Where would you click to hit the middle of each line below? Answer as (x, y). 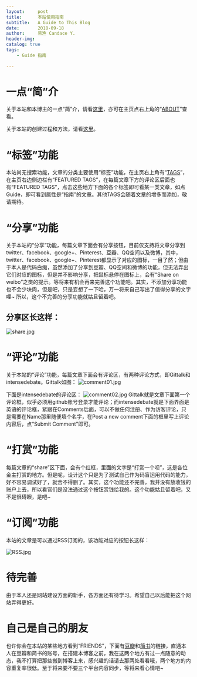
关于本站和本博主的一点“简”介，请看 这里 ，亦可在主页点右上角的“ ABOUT (93, 109)
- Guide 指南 (32, 55)
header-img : (21, 39)
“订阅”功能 (32, 523)
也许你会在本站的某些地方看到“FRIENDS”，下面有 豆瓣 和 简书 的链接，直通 (94, 646)
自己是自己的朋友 (47, 628)
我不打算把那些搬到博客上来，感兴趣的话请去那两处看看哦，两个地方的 (101, 661)
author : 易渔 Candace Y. (41, 34)
